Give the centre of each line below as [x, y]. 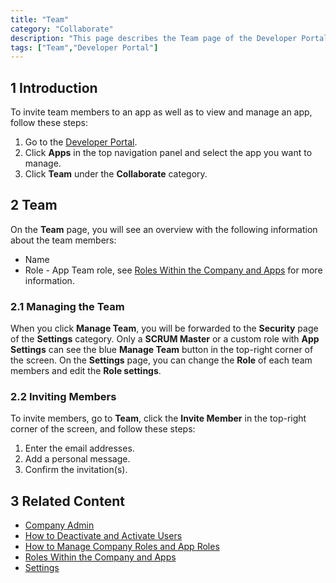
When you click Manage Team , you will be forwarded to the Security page [164, 328]
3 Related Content [67, 501]
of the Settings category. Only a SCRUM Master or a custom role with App [165, 339]
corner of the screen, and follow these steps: [103, 429]
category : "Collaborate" [62, 29]
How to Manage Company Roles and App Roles [122, 547]
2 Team [34, 205]
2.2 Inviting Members [63, 397]
